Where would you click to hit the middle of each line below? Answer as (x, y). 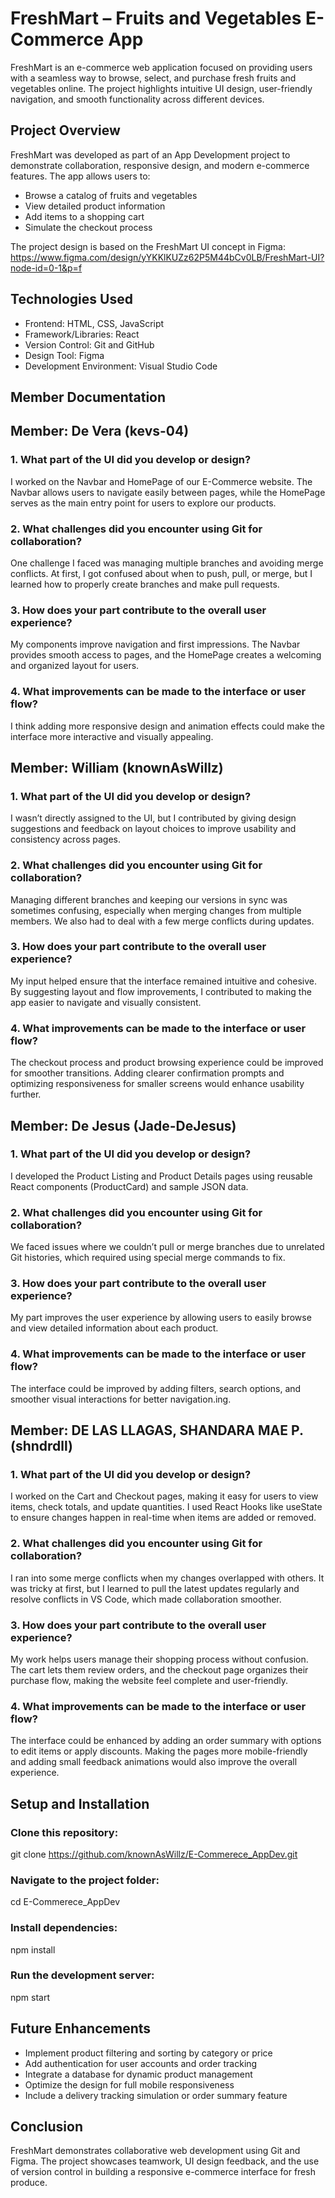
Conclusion (47, 2127)
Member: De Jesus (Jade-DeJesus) (123, 1125)
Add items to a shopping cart (84, 216)
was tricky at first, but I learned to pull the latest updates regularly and (155, 1588)
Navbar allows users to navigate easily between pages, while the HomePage (168, 492)
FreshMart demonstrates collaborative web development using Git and (155, 2151)
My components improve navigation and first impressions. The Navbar (155, 644)
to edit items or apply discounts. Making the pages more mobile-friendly (159, 1751)
